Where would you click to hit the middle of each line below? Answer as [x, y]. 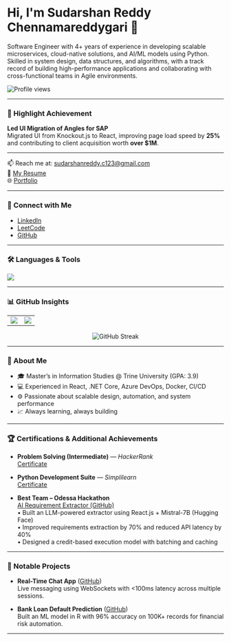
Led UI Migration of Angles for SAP [58, 128]
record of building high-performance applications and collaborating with [109, 68]
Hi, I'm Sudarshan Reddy [79, 13]
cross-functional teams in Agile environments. [72, 75]
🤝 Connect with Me [40, 205]
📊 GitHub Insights [38, 301]
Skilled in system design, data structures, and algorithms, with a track [106, 61]
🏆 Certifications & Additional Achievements [82, 439]
